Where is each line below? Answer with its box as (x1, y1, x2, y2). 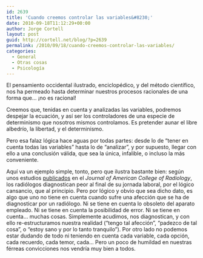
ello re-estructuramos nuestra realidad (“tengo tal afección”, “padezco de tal (6, 219, 198, 227)
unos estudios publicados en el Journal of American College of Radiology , (6, 175, 192, 182)
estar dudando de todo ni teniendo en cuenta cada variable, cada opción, (6, 232, 190, 239)
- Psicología (12, 65, 45, 71)
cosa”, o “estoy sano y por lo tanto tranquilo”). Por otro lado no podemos (6, 226, 188, 233)
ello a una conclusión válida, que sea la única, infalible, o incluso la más (6, 150, 185, 157)
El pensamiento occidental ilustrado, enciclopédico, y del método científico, (6, 82, 196, 89)
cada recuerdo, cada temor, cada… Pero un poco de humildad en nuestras (6, 239, 192, 246)
